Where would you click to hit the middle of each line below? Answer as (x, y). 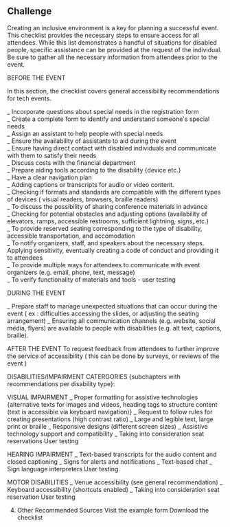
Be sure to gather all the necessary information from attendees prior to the (112, 57)
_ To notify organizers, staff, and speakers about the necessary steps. (106, 243)
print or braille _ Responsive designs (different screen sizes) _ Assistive (107, 426)
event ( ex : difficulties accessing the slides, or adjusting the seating (103, 313)
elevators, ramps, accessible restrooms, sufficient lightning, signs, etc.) (108, 221)
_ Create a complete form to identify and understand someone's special (108, 119)
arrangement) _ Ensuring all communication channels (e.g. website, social (112, 321)
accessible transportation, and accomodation (71, 236)
